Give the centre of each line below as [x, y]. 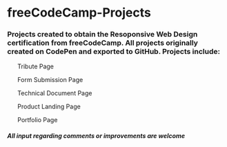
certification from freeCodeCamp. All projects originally [103, 43]
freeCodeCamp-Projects [79, 13]
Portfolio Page [37, 120]
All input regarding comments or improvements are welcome [96, 136]
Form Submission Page [50, 80]
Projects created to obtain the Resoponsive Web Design [102, 35]
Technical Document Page [55, 93]
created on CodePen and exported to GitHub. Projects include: [114, 52]
